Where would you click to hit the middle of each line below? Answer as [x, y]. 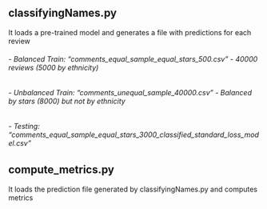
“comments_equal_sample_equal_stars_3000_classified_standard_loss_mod [134, 135]
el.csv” [20, 143]
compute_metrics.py [61, 170]
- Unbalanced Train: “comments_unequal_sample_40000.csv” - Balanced [130, 93]
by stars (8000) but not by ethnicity [67, 101]
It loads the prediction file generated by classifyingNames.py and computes [133, 189]
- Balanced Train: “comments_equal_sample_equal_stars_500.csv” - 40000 [133, 59]
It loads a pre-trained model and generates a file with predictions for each [130, 32]
